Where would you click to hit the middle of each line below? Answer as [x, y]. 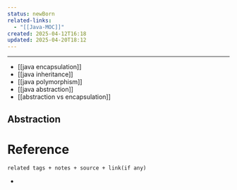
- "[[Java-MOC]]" [39, 27]
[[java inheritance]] [45, 74]
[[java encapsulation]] [49, 67]
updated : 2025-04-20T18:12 [47, 40]
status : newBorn [31, 14]
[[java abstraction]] [45, 90]
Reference [38, 149]
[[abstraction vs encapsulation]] [64, 97]
